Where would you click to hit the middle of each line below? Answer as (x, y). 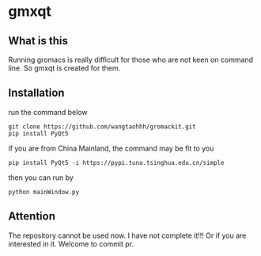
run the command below (48, 112)
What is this (38, 41)
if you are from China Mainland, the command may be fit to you (111, 148)
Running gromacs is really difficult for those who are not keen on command (131, 59)
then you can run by (41, 178)
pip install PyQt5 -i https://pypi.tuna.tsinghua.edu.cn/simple (116, 162)
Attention (32, 216)
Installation (36, 93)
